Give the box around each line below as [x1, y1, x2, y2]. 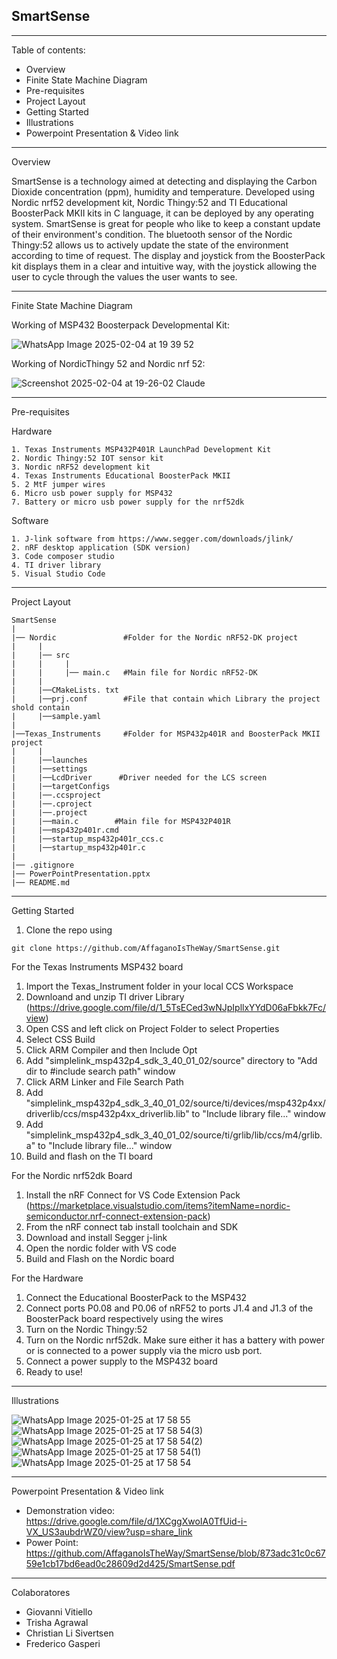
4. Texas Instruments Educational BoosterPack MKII [11, 470, 231, 481]
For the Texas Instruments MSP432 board [11, 960, 184, 973]
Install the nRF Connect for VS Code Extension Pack [25, 1189, 241, 1201]
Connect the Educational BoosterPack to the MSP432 [25, 1291, 248, 1303]
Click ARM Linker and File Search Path [25, 1075, 184, 1088]
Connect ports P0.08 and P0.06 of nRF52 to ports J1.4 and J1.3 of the [25, 1302, 314, 1314]
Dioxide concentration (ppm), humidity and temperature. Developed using [11, 185, 316, 198]
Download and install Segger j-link [25, 1231, 168, 1243]
